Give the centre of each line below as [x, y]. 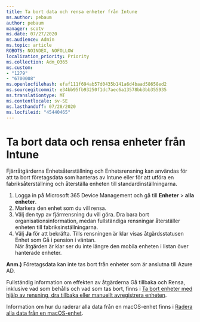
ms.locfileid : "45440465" [38, 112]
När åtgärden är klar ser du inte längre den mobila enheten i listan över [102, 246]
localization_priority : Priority [48, 56]
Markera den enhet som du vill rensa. [61, 208]
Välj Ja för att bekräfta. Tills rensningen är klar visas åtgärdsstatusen [99, 234]
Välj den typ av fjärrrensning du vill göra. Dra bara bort [82, 215]
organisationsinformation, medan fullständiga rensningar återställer [97, 221]
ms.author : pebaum [29, 17]
